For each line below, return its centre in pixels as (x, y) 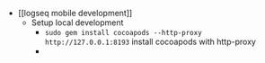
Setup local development (77, 22)
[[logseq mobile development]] (75, 13)
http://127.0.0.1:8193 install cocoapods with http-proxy (150, 41)
